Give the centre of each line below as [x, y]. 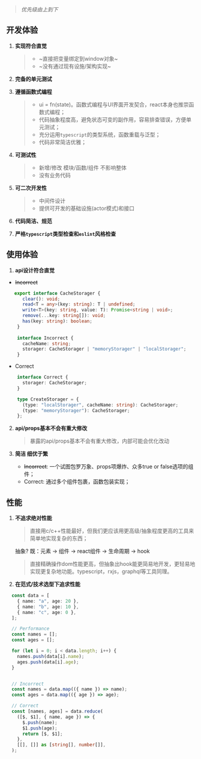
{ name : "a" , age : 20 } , [48, 601]
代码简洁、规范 [33, 221]
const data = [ [31, 596]
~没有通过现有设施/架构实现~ [75, 66]
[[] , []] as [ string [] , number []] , [61, 745]
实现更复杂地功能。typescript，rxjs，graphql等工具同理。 [101, 571]
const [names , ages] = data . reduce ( [57, 711]
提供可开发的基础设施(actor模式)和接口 [87, 208]
